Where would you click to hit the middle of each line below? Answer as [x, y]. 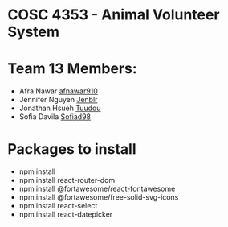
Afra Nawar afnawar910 [58, 91]
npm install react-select [58, 206]
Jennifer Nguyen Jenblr [58, 100]
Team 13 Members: [72, 69]
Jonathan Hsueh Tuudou [60, 108]
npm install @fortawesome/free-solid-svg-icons [99, 197]
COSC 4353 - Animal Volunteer [114, 15]
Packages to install [72, 149]
